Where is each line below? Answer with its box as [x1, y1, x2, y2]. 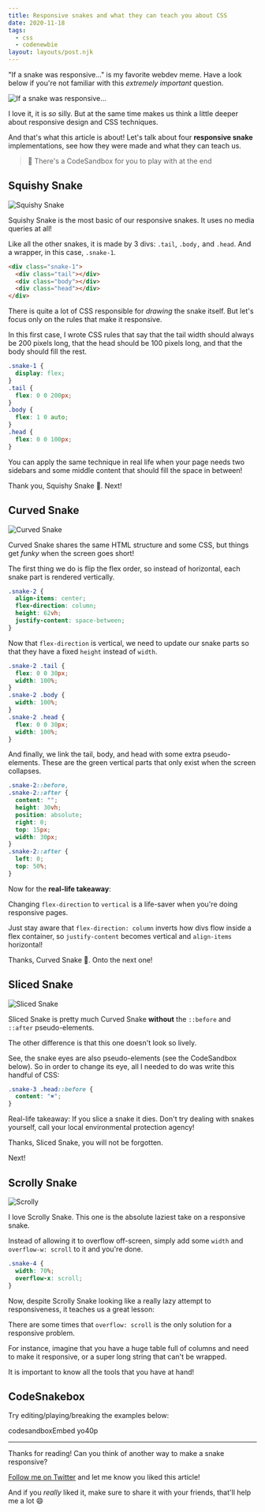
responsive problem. [8, 1328, 75, 1338]
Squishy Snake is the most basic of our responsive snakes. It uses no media [8, 215, 255, 225]
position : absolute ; [15, 811, 83, 819]
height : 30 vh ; [15, 804, 62, 812]
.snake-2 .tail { [8, 662, 65, 670]
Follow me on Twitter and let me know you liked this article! [8, 1473, 200, 1482]
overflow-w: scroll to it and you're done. [8, 1244, 144, 1254]
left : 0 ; [15, 855, 44, 863]
